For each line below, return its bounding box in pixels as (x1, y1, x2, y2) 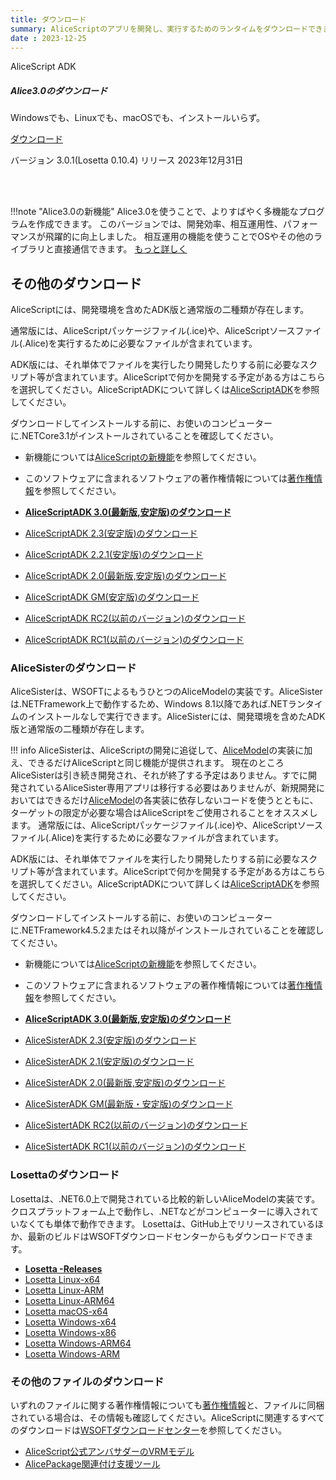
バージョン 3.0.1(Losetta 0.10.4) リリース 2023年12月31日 (10, 154, 244, 166)
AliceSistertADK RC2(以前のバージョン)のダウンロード (24, 1119, 248, 1131)
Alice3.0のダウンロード (10, 84, 108, 96)
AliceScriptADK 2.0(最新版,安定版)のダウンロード (24, 570, 227, 582)
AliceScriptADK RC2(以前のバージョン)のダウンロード (24, 612, 247, 625)
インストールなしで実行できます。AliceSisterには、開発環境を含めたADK (27, 711, 326, 723)
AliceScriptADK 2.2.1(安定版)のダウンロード (24, 549, 204, 561)
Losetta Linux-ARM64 (24, 1294, 115, 1306)
